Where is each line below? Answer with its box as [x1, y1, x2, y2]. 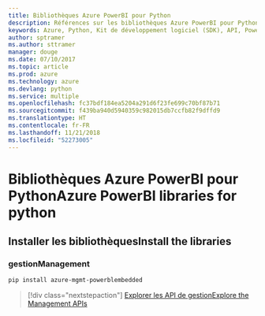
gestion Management [8, 258, 91, 269]
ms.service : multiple [8, 92, 80, 100]
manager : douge [8, 48, 58, 56]
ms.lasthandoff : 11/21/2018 [8, 128, 101, 136]
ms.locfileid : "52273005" [8, 136, 93, 144]
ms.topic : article [8, 63, 69, 71]
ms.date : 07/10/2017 [8, 56, 77, 64]
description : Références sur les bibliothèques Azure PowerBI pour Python [8, 19, 259, 27]
